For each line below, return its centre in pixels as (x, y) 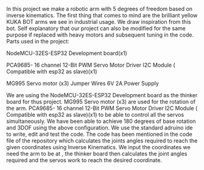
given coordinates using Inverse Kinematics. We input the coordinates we (98, 147)
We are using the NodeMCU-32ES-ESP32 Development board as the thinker (102, 95)
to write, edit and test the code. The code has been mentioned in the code (100, 134)
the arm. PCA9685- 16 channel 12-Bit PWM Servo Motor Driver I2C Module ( (102, 108)
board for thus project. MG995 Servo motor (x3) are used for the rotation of (101, 102)
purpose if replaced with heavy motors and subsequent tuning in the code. (100, 35)
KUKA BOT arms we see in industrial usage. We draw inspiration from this (99, 22)
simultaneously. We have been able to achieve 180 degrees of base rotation (101, 121)
